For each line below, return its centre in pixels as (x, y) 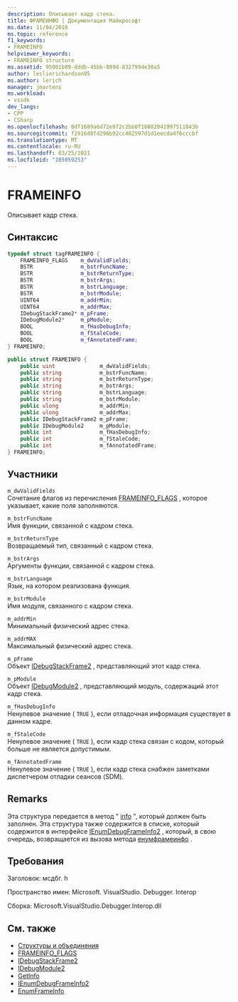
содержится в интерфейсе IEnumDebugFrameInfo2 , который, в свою (112, 831)
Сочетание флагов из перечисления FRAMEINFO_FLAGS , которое (108, 498)
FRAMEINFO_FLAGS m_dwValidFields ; (76, 260)
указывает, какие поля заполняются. (63, 505)
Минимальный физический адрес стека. (69, 625)
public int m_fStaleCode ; (81, 439)
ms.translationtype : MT (43, 140)
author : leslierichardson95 (49, 73)
